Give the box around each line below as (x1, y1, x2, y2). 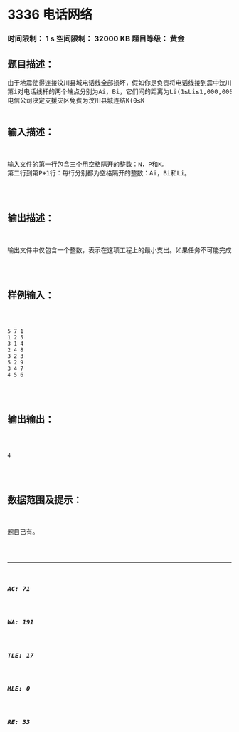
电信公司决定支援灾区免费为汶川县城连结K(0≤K (7, 96, 145, 104)
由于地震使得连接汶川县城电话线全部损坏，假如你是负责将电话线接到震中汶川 (7, 78, 232, 86)
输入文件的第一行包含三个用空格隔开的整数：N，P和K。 (7, 160, 169, 168)
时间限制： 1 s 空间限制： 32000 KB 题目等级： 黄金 (7, 33, 185, 43)
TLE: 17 (7, 651, 34, 659)
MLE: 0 (7, 685, 31, 693)
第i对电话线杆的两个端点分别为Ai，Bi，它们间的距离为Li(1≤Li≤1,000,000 (7, 87, 233, 96)
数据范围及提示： (7, 494, 83, 506)
